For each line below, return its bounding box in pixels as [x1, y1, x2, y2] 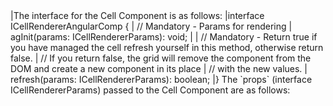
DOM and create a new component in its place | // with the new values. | [10, 63, 308, 74]
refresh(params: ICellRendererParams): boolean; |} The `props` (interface [10, 74, 313, 85]
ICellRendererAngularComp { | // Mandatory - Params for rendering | [10, 20, 293, 32]
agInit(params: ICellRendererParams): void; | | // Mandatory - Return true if [10, 31, 318, 43]
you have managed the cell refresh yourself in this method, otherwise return [10, 42, 324, 53]
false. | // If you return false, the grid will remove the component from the [10, 52, 312, 64]
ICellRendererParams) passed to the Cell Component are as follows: [10, 84, 291, 96]
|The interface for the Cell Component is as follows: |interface [10, 10, 265, 21]
